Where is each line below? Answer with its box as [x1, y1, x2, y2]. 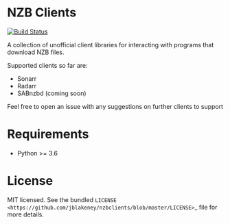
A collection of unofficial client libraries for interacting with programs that [7, 40, 214, 49]
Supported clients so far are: [7, 61, 88, 69]
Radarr [16, 82, 36, 90]
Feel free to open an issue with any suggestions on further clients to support [7, 102, 224, 110]
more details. [7, 210, 45, 219]
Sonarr [16, 74, 37, 83]
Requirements [7, 127, 89, 142]
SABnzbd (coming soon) [16, 89, 87, 97]
